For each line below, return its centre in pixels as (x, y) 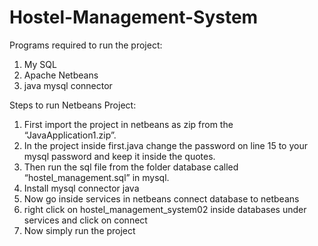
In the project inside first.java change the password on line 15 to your (165, 145)
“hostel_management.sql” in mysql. (96, 177)
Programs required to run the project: (86, 45)
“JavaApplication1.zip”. (70, 135)
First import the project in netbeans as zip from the (128, 124)
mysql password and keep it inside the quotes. (119, 156)
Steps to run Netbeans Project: (73, 105)
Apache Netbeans (61, 75)
